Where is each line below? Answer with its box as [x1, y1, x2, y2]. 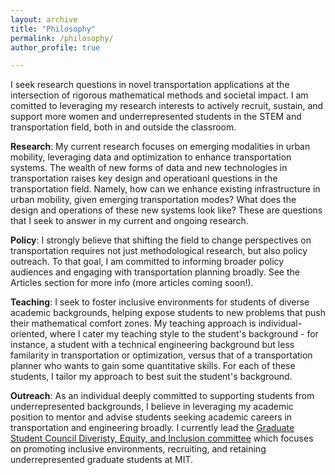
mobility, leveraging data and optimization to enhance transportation [10, 151, 292, 163]
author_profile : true [10, 42, 101, 53]
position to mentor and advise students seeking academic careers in [10, 411, 293, 423]
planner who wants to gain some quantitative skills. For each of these [10, 360, 296, 372]
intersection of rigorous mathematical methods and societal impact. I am [10, 89, 309, 101]
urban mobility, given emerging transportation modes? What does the [10, 194, 297, 206]
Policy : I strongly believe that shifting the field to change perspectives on [10, 234, 312, 246]
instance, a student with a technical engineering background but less [10, 339, 295, 351]
